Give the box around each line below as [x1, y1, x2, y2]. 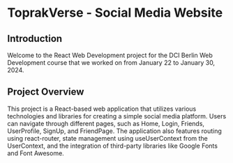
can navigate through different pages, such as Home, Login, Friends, [7, 119, 204, 127]
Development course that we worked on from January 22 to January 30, [7, 59, 215, 67]
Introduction [7, 33, 63, 45]
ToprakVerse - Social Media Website [7, 5, 223, 21]
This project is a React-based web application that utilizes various [7, 104, 197, 113]
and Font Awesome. [7, 148, 64, 157]
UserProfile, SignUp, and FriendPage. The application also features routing [7, 127, 222, 135]
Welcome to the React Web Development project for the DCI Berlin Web [7, 51, 213, 59]
